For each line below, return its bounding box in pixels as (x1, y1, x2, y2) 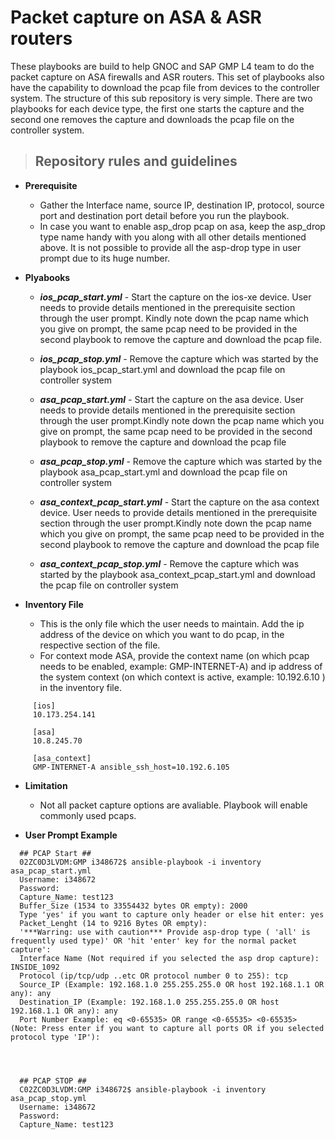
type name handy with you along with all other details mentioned (39, 231, 307, 243)
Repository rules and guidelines (34, 153, 238, 170)
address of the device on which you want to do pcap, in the (39, 628, 285, 640)
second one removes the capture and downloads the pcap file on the (10, 113, 295, 125)
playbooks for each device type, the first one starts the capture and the (10, 102, 305, 115)
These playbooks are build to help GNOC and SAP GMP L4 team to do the (10, 60, 315, 72)
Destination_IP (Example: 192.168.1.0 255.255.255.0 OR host (19, 997, 280, 1007)
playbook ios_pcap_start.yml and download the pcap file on (39, 363, 286, 375)
